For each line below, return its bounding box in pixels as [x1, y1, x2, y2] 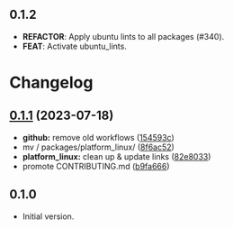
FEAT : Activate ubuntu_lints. [22, 41, 128, 51]
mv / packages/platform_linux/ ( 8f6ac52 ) [22, 142, 175, 152]
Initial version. [22, 211, 75, 222]
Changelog [9, 72, 94, 93]
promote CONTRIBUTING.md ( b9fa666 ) [22, 160, 170, 171]
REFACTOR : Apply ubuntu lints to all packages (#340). [22, 31, 225, 41]
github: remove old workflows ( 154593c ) [22, 132, 175, 142]
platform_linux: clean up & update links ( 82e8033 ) [22, 151, 211, 161]
